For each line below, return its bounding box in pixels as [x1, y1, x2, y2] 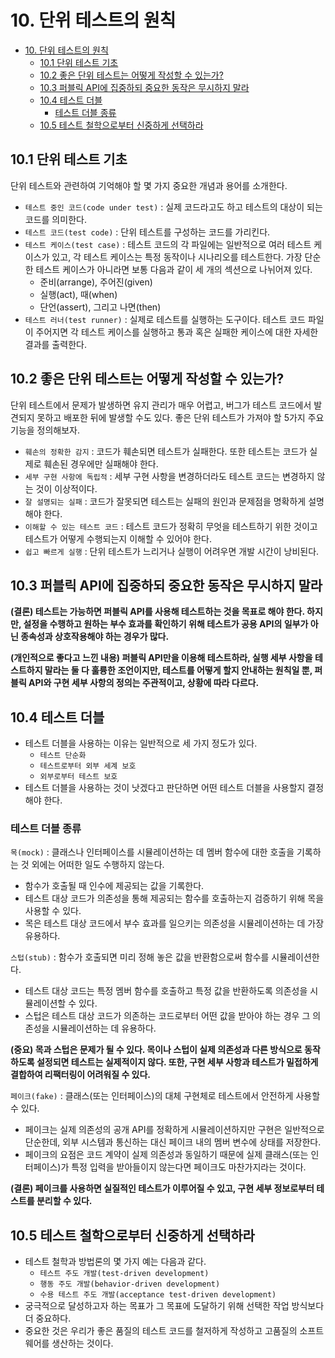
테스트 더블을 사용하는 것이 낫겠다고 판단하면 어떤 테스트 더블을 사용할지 [24, 782, 306, 794]
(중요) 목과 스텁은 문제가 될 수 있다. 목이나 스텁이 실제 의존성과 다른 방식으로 [10, 1044, 303, 1056]
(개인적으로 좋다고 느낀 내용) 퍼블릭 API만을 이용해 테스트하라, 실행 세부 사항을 [10, 652, 313, 664]
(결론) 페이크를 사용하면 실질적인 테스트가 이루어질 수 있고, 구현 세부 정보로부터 [10, 1182, 315, 1195]
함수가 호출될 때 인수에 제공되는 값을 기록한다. [24, 880, 205, 892]
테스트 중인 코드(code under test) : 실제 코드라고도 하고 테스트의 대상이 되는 [24, 201, 323, 213]
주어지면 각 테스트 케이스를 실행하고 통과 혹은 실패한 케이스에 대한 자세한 [35, 326, 319, 338]
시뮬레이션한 [271, 951, 320, 963]
